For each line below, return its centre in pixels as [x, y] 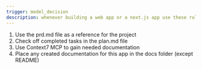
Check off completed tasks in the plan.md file [71, 41]
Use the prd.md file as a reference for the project [75, 34]
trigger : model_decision [37, 12]
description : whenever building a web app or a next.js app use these [96, 17]
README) [27, 60]
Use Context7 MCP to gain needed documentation [77, 47]
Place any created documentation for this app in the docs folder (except [104, 53]
